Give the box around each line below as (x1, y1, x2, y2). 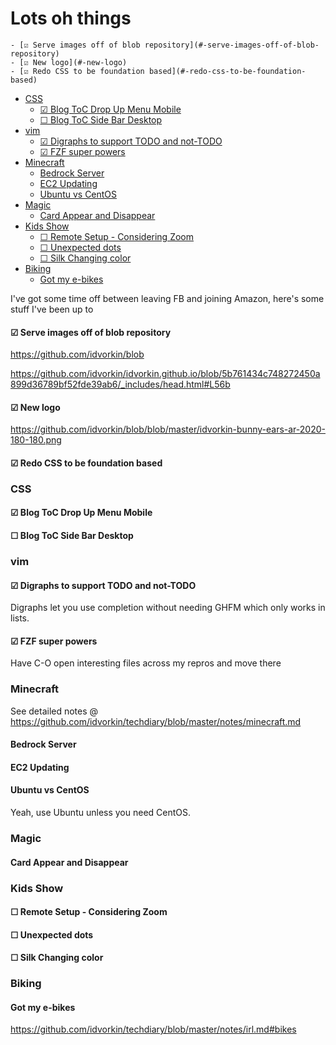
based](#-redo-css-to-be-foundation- (148, 66, 307, 76)
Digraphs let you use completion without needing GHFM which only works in (10, 602, 326, 614)
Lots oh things (10, 7, 132, 30)
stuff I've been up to (10, 303, 94, 315)
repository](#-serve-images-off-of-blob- (144, 40, 320, 50)
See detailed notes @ (10, 705, 99, 717)
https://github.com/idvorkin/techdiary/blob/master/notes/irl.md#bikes (10, 1023, 297, 1036)
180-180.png (10, 434, 62, 446)
